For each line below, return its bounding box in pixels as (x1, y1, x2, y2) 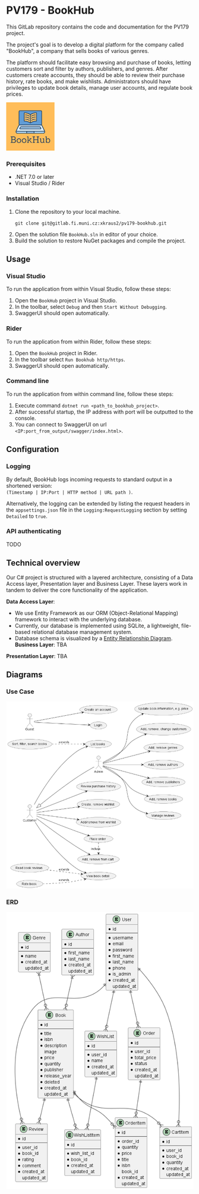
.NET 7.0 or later (14, 173, 55, 181)
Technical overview (6, 558, 80, 568)
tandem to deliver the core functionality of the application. (6, 586, 149, 593)
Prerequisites (6, 160, 46, 168)
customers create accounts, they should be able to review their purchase (6, 71, 185, 78)
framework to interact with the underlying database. (14, 615, 143, 623)
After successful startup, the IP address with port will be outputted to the (14, 408, 194, 415)
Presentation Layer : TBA (6, 652, 68, 659)
